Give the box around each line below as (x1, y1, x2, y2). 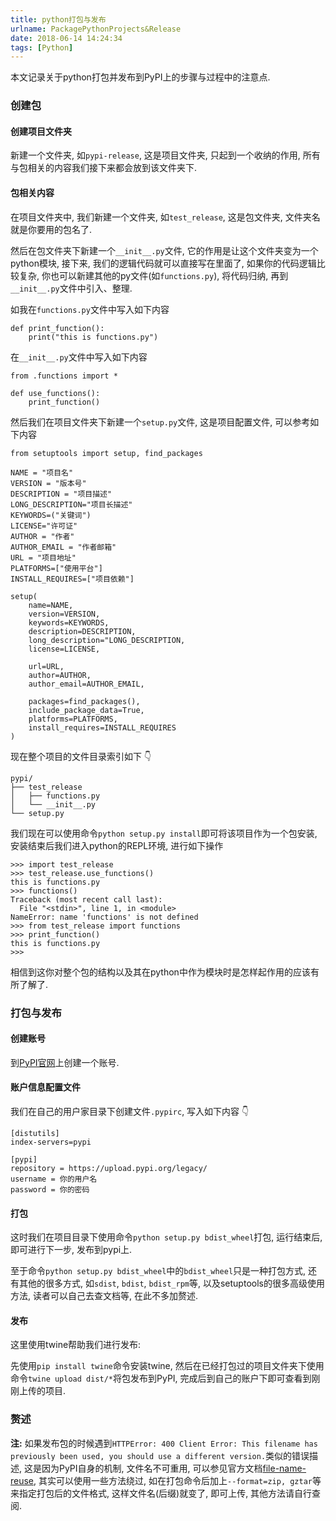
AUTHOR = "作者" (10, 531, 75, 541)
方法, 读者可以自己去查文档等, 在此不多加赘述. (10, 1290, 198, 1302)
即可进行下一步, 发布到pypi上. (10, 1244, 133, 1256)
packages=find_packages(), (28, 696, 141, 706)
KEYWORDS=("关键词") (10, 510, 92, 520)
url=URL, (28, 661, 65, 671)
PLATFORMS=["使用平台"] (10, 563, 103, 573)
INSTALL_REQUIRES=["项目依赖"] (10, 574, 135, 584)
